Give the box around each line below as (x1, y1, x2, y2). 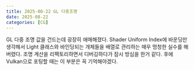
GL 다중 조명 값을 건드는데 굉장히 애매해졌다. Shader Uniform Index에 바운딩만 (6, 36, 188, 43)
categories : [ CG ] (6, 19, 49, 25)
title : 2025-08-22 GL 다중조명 (6, 8, 78, 15)
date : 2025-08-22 (6, 14, 49, 20)
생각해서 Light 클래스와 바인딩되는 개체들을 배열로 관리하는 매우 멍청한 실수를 (6, 43, 183, 50)
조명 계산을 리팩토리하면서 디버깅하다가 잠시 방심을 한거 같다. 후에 (23, 51, 173, 58)
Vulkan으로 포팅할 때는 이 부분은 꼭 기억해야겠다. (6, 58, 118, 65)
